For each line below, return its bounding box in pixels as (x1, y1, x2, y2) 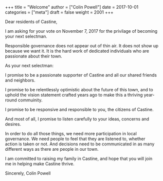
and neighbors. (5, 78, 36, 83)
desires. (5, 121, 21, 127)
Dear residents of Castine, (5, 19, 57, 24)
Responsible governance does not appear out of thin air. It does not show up (5, 43, 159, 48)
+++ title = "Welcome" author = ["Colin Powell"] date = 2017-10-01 (5, 4, 139, 10)
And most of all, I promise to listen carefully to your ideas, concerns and (5, 116, 149, 121)
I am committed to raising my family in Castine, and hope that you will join (5, 156, 153, 161)
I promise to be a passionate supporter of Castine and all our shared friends (5, 72, 157, 78)
